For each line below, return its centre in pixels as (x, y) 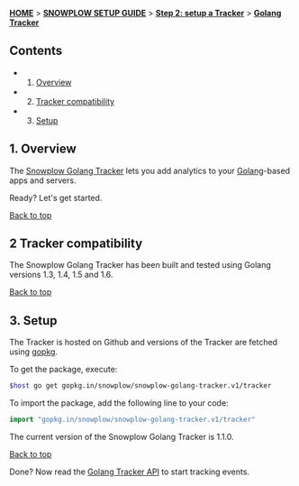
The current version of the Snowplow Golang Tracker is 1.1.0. (122, 437)
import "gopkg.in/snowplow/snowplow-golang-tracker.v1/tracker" (132, 420)
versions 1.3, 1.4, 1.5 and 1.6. (61, 275)
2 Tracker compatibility (76, 244)
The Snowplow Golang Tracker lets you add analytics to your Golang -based (150, 170)
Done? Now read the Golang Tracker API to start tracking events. (130, 472)
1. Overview (43, 149)
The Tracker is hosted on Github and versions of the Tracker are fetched (143, 343)
